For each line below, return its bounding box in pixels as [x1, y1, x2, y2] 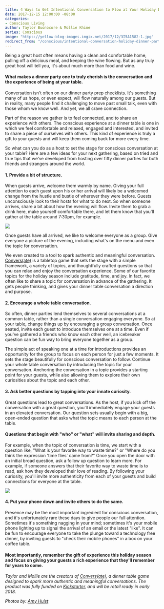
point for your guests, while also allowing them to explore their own [5, 372, 140, 378]
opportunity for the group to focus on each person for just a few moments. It [5, 351, 159, 357]
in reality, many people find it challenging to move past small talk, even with [5, 100, 157, 106]
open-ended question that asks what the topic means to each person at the [5, 415, 157, 420]
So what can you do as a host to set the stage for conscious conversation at [5, 145, 158, 151]
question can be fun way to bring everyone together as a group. [5, 336, 134, 342]
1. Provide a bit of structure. [5, 172, 62, 178]
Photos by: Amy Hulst [5, 598, 49, 604]
